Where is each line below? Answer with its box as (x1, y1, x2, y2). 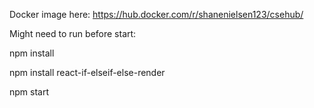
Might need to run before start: (9, 28, 137, 39)
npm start (9, 86, 50, 98)
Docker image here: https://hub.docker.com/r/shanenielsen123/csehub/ (9, 9, 304, 20)
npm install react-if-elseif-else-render (9, 67, 166, 78)
